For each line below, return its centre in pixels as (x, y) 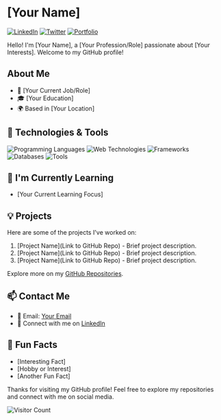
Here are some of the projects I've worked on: (72, 233)
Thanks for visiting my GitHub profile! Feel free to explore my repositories (110, 389)
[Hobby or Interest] (44, 369)
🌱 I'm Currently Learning (61, 177)
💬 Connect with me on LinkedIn (61, 323)
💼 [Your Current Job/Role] (54, 90)
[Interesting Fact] (41, 361)
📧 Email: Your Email (44, 316)
